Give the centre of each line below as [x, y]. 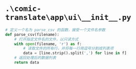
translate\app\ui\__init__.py [68, 18]
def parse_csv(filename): [32, 34]
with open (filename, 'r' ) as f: [48, 44]
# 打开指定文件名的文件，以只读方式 [46, 39]
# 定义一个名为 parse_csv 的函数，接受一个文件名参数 [55, 30]
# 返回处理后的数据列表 [35, 58]
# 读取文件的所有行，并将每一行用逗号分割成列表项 [69, 48]
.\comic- [23, 9]
